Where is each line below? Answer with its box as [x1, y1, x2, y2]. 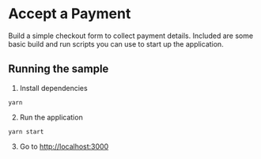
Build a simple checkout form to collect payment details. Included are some [8, 31, 254, 40]
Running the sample [8, 62, 109, 76]
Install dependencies [19, 83, 89, 93]
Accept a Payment [8, 5, 131, 23]
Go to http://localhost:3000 [19, 142, 109, 151]
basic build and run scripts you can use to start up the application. [8, 39, 224, 48]
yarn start [8, 127, 44, 135]
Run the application [19, 112, 83, 122]
